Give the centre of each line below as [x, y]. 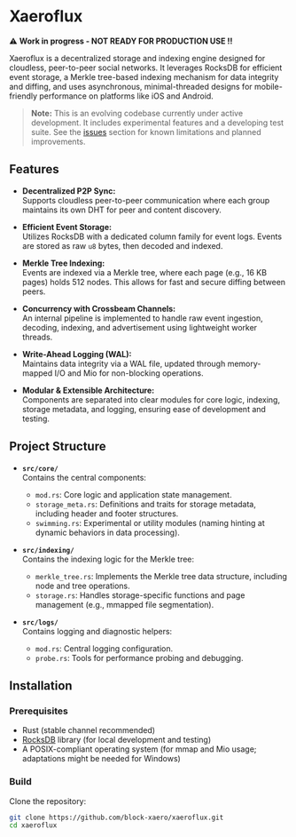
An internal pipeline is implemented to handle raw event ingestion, [142, 318]
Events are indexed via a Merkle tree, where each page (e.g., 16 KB [144, 272]
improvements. [58, 141]
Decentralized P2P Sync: [69, 191]
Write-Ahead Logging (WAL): [77, 354]
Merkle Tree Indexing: [63, 263]
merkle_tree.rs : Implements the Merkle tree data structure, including [161, 576]
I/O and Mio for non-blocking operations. [129, 373]
